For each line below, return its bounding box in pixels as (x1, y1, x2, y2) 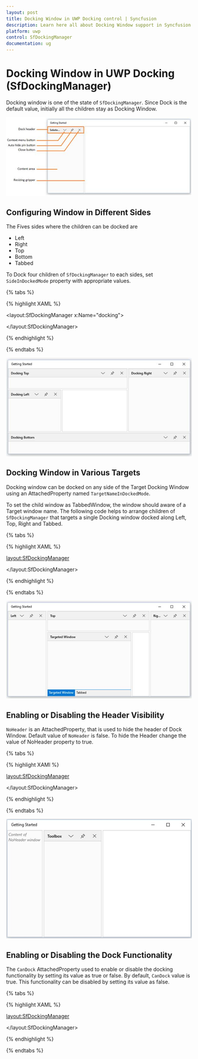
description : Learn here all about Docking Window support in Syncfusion (6, 22, 192, 28)
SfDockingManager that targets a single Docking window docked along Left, (6, 514, 187, 521)
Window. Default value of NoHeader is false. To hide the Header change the (6, 732, 187, 739)
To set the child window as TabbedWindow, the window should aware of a (6, 501, 186, 508)
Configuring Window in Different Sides (6, 207, 151, 217)
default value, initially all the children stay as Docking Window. (6, 105, 157, 112)
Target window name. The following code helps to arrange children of (6, 507, 176, 514)
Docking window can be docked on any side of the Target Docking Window (6, 483, 189, 490)
